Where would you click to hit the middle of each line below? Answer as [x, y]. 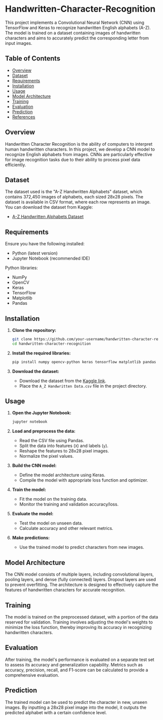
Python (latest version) [35, 253]
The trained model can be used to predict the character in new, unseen [76, 702]
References [24, 117]
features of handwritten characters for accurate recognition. [65, 590]
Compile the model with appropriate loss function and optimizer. [84, 480]
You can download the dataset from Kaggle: [49, 207]
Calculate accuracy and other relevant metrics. [66, 528]
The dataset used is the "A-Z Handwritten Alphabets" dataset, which [74, 192]
